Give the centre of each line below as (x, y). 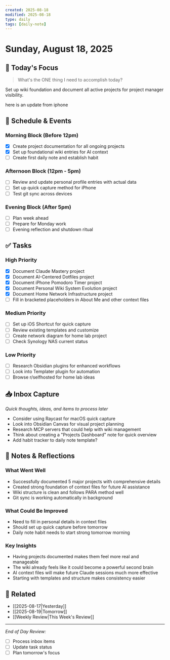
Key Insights (21, 546)
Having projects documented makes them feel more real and (76, 557)
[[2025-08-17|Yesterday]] (39, 606)
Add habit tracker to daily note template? (55, 440)
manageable (26, 562)
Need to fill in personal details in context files (59, 521)
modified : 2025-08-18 (28, 15)
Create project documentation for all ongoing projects (69, 146)
